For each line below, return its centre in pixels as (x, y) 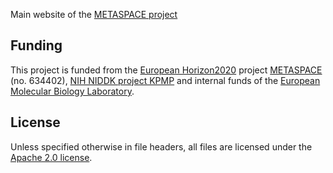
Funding (36, 45)
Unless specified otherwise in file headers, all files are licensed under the (161, 146)
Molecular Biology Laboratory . (72, 91)
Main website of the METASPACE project (94, 14)
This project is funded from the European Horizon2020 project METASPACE (166, 70)
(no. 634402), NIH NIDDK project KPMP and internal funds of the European (165, 80)
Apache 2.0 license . (51, 157)
